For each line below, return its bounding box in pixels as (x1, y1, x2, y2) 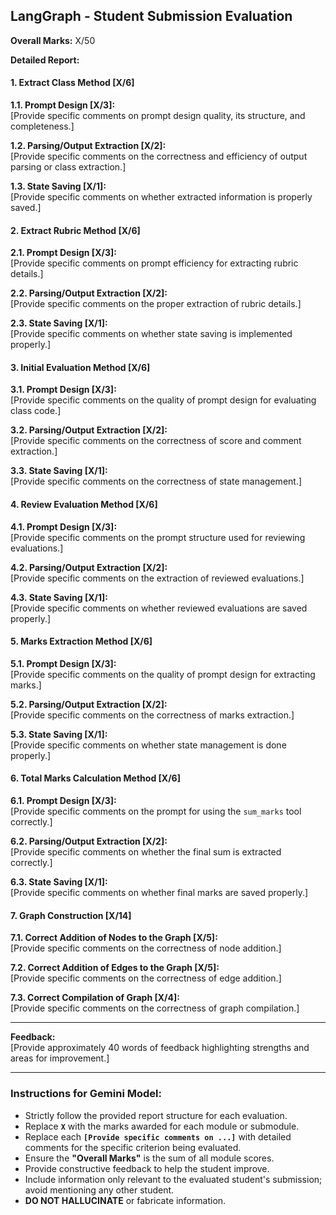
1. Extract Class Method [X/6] (10, 77, 135, 89)
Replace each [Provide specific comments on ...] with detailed (24, 1130, 292, 1143)
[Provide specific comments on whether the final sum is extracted (10, 846, 282, 858)
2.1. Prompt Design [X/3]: (10, 247, 117, 259)
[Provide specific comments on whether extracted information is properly (10, 191, 313, 203)
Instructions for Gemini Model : (10, 1087, 162, 1101)
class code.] (10, 405, 62, 417)
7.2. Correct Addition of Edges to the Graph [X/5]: (10, 962, 220, 974)
